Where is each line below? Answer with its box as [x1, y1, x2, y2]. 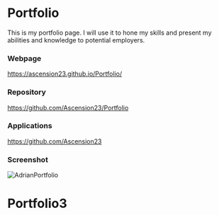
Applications [7, 121, 52, 131]
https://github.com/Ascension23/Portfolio [7, 103, 129, 112]
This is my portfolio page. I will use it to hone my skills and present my [7, 28, 212, 37]
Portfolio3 [7, 196, 67, 211]
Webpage [7, 53, 42, 63]
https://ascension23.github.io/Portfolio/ [7, 69, 123, 79]
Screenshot [7, 154, 48, 164]
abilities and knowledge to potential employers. [7, 35, 145, 44]
